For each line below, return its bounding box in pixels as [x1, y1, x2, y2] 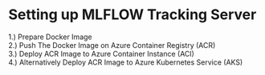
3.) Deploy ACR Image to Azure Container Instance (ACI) [8, 49, 195, 58]
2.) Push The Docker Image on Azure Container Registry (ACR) [8, 40, 216, 49]
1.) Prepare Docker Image [8, 32, 92, 41]
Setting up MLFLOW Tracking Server [8, 6, 257, 24]
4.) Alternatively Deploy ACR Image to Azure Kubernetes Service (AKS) [8, 57, 243, 67]
